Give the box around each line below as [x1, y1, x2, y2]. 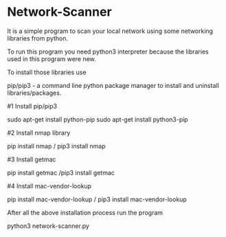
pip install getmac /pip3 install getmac [7, 168, 115, 177]
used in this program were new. [7, 54, 96, 63]
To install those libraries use [7, 68, 87, 76]
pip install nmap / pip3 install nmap [7, 142, 106, 150]
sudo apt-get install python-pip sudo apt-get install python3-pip [7, 115, 188, 124]
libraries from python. [7, 34, 69, 42]
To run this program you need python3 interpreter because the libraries [7, 47, 209, 56]
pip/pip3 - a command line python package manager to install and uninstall [7, 81, 220, 89]
